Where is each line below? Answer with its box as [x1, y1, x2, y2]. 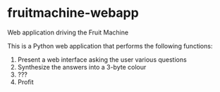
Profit [17, 77, 34, 86]
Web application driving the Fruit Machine [7, 28, 129, 37]
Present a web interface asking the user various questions [17, 55, 187, 64]
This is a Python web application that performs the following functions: [7, 41, 213, 50]
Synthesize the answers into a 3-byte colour [17, 63, 147, 71]
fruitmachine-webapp [7, 5, 139, 21]
